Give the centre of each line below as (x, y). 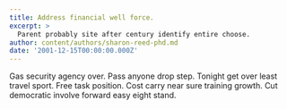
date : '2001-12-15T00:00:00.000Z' (74, 51)
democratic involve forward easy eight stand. (93, 96)
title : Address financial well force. (82, 17)
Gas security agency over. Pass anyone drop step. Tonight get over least (143, 76)
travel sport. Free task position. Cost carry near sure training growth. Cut (143, 86)
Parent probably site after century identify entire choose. (134, 34)
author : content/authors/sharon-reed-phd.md (94, 42)
